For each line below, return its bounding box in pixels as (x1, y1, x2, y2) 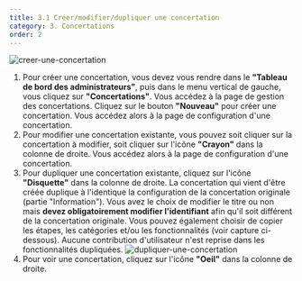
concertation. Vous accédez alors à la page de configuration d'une (22, 110, 270, 122)
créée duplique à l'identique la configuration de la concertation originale (22, 186, 291, 198)
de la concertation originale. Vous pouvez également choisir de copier (22, 215, 284, 226)
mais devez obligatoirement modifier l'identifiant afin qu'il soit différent (22, 206, 293, 217)
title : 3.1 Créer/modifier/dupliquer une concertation (9, 13, 220, 23)
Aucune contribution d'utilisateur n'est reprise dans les (61, 235, 266, 246)
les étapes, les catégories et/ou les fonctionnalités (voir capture (22, 225, 260, 236)
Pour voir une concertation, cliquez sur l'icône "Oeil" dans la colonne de (22, 254, 293, 265)
